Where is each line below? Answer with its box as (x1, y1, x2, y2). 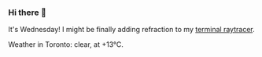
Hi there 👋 (8, 7, 47, 18)
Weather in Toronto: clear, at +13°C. (8, 40, 124, 49)
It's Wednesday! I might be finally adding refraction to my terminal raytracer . (8, 25, 255, 34)
